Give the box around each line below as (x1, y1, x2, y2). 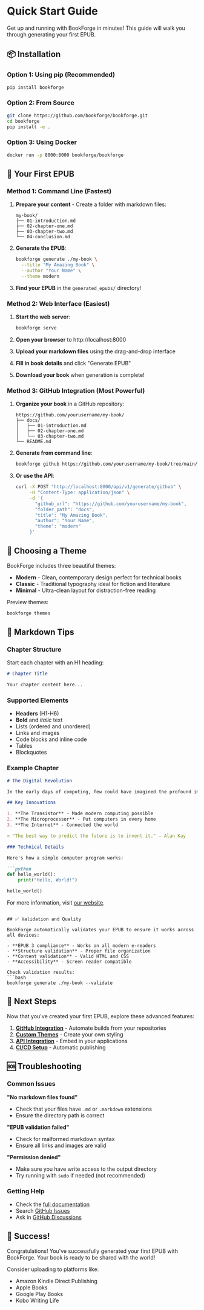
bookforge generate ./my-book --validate (7, 980, 113, 986)
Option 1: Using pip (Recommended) (7, 71, 116, 79)
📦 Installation (7, 49, 61, 60)
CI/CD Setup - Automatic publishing (15, 1044, 106, 1051)
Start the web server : (15, 313, 70, 320)
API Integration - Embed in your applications (15, 1037, 128, 1044)
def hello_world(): (7, 871, 56, 878)
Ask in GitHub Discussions (15, 1213, 82, 1221)
